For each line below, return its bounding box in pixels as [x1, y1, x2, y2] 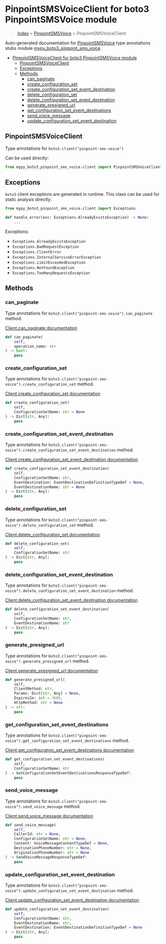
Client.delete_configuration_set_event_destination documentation [5, 597, 138, 603]
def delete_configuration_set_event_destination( [5, 607, 110, 612]
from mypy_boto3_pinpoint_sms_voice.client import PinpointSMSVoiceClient [5, 164, 163, 169]
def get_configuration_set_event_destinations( [5, 757, 105, 762]
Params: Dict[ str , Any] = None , [14, 691, 81, 696]
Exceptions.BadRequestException [12, 244, 79, 249]
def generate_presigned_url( [5, 677, 65, 682]
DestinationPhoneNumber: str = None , [14, 846, 92, 850]
